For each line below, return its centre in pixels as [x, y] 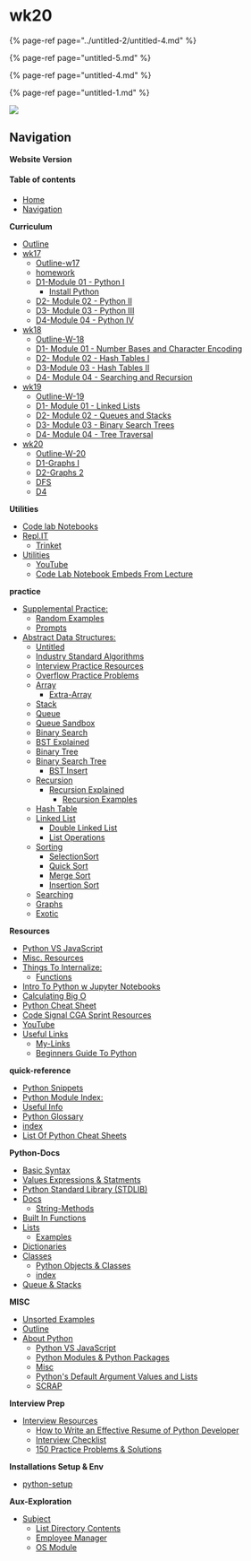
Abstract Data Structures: [69, 637]
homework [55, 272]
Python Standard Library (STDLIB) [85, 1189]
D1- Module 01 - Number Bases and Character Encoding [139, 348]
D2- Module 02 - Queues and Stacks [103, 415]
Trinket [49, 545]
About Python [47, 1338]
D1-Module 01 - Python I [80, 282]
